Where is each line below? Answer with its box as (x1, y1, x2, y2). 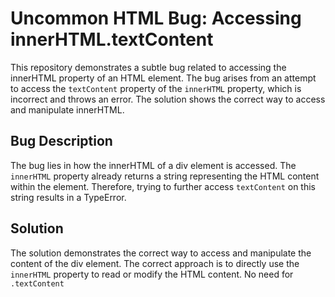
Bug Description (10, 133, 113, 150)
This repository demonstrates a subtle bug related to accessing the (10, 61, 287, 73)
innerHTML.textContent (10, 28, 214, 51)
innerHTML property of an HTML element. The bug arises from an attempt (10, 72, 317, 84)
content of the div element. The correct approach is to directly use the (10, 257, 300, 269)
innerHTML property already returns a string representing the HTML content (10, 170, 320, 182)
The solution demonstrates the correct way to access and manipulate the (10, 247, 312, 259)
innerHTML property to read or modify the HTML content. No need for (10, 268, 294, 280)
